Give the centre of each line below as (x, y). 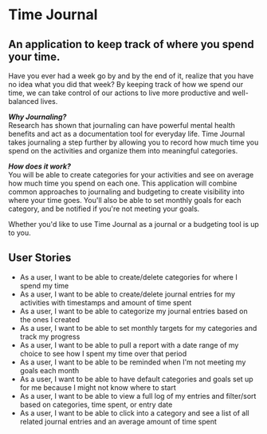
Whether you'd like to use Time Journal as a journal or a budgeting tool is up (133, 224)
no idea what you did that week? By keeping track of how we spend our (126, 84)
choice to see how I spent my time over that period (103, 353)
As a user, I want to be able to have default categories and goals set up (136, 379)
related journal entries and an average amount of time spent (118, 421)
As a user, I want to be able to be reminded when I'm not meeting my (133, 362)
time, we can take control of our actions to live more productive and (120, 93)
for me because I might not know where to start (98, 387)
